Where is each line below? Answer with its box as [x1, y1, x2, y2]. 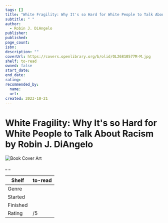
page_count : [5, 40, 30, 45]
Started [7, 193, 25, 200]
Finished [7, 201, 28, 208]
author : [5, 21, 21, 27]
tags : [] [5, 7, 23, 13]
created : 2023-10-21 [5, 96, 48, 101]
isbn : [5, 45, 16, 50]
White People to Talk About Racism [5, 128, 154, 139]
